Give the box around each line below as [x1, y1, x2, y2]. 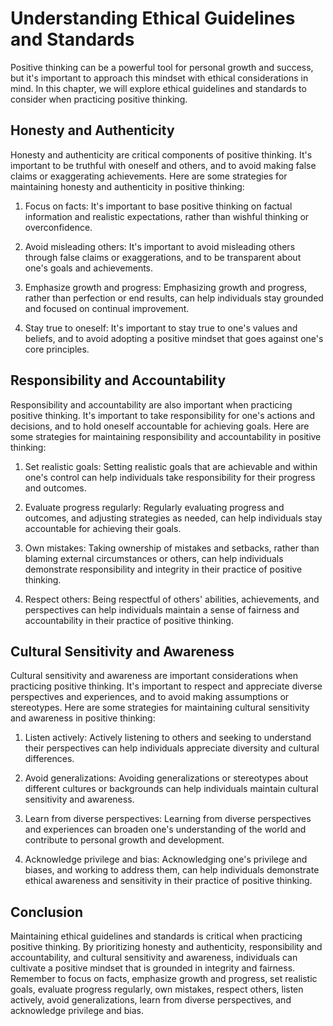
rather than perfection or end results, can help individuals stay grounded [24, 292, 324, 304]
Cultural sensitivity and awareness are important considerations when [10, 670, 298, 682]
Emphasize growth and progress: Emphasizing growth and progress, [24, 281, 308, 293]
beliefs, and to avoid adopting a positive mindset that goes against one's [24, 332, 324, 344]
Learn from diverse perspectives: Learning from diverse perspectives [24, 813, 312, 825]
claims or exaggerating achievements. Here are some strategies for [10, 170, 288, 182]
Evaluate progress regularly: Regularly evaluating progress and [24, 501, 285, 513]
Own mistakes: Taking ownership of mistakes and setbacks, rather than [24, 542, 320, 554]
